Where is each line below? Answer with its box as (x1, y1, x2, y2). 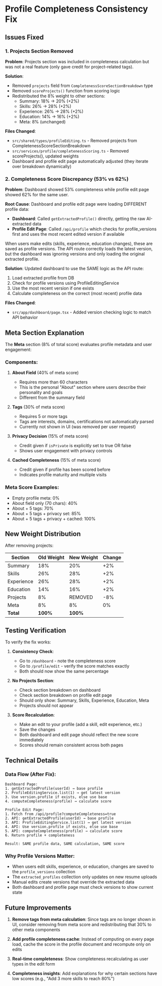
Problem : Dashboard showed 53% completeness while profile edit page (5, 187, 149, 192)
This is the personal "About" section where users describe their (19, 384, 146, 390)
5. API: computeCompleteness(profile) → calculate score (5, 829, 123, 833)
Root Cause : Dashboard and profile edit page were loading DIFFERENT (5, 201, 147, 207)
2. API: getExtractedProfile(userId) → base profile (5, 815, 114, 821)
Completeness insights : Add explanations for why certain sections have (12, 970, 158, 976)
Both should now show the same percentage (19, 668, 109, 674)
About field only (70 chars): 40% (12, 500, 78, 506)
